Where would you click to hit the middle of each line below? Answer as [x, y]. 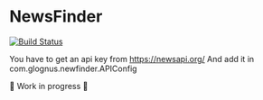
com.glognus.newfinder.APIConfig [73, 68]
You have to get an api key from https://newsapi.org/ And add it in [132, 59]
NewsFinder [56, 17]
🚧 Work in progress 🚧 [49, 86]
